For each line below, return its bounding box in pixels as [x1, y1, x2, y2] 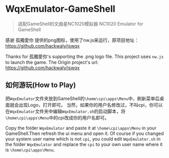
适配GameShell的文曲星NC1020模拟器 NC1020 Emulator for [17, 21, 143, 27]
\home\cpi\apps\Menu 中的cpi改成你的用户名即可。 [5, 114, 109, 121]
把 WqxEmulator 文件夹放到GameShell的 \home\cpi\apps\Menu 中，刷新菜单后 [5, 95, 160, 102]
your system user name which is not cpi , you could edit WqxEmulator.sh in [5, 135, 161, 142]
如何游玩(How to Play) [5, 81, 76, 90]
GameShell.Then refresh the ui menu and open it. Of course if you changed [5, 130, 164, 136]
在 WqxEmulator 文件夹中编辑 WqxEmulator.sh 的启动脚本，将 [5, 108, 125, 114]
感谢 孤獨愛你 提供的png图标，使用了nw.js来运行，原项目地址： [5, 37, 139, 43]
